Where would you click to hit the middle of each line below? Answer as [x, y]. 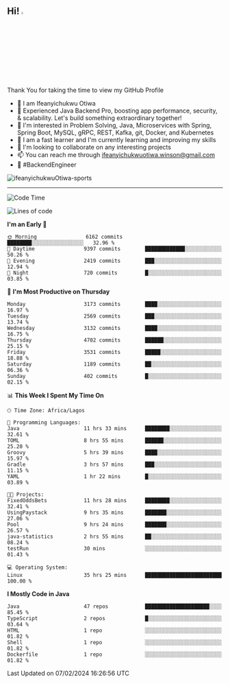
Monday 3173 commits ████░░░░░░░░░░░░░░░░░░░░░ [115, 304]
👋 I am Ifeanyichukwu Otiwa [56, 103]
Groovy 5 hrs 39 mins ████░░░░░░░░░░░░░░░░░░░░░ [115, 452]
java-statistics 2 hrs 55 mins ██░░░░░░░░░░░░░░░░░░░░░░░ [115, 536]
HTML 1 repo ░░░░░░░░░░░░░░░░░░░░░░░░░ [115, 630]
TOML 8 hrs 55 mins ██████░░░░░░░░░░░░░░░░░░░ [115, 440]
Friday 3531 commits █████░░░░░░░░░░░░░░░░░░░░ [115, 352]
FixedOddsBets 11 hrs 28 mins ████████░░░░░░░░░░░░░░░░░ [115, 500]
